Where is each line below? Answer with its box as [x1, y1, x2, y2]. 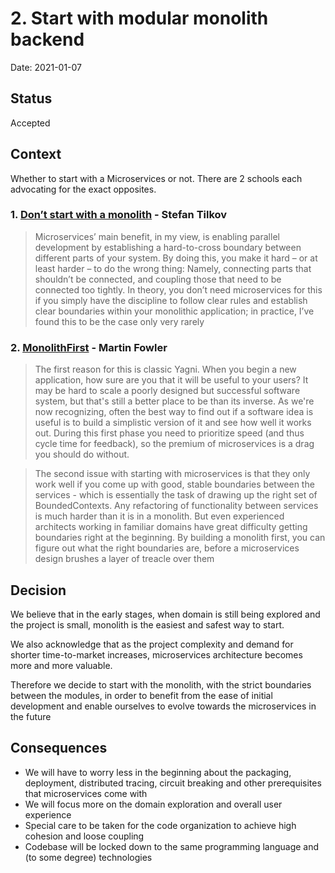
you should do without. [34, 448, 130, 461]
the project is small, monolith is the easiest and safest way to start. [10, 618, 285, 631]
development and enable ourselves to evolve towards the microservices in [10, 700, 317, 712]
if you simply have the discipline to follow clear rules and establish [34, 294, 308, 306]
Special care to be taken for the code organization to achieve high [24, 819, 297, 831]
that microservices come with [24, 787, 148, 799]
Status [10, 90, 53, 107]
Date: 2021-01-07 [10, 61, 83, 73]
